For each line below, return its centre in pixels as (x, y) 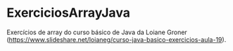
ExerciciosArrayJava (69, 13)
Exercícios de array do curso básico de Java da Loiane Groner (97, 32)
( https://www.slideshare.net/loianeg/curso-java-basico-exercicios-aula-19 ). (116, 39)
